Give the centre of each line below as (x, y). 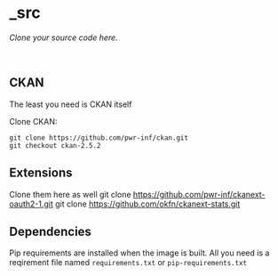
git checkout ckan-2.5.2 (55, 145)
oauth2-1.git (31, 204)
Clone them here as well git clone (70, 194)
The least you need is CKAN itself (71, 104)
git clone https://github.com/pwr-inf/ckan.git (99, 138)
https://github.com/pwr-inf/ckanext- (199, 194)
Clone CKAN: (33, 121)
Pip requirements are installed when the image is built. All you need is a (139, 253)
